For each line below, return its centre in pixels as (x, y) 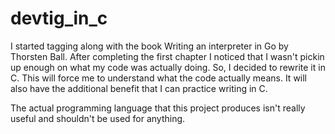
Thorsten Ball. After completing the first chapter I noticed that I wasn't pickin (167, 56)
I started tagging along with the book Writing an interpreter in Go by (149, 46)
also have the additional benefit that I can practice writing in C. (139, 88)
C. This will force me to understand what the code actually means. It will (159, 78)
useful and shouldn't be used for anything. (98, 118)
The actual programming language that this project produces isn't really (158, 108)
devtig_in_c (59, 18)
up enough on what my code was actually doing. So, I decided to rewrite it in (168, 67)
